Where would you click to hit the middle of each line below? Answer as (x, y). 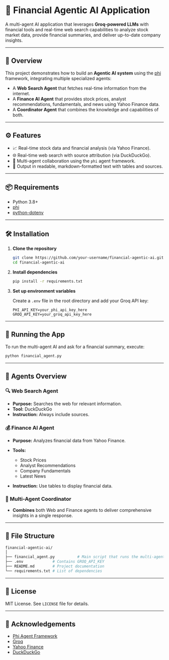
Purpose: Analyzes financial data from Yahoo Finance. (69, 441)
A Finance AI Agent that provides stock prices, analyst (69, 99)
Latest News (33, 476)
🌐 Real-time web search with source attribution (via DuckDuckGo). (81, 155)
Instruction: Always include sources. (51, 415)
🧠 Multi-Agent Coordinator (38, 499)
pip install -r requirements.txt (48, 281)
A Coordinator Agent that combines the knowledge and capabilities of (86, 109)
